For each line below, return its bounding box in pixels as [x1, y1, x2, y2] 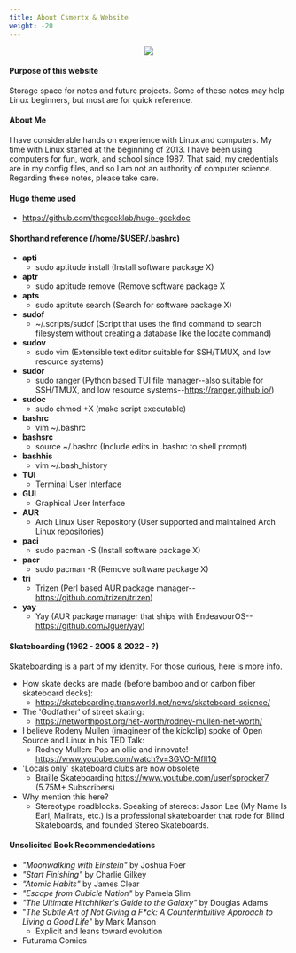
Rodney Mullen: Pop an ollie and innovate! [35, 743, 189, 755]
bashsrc [21, 432, 53, 442]
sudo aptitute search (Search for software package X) [35, 299, 232, 311]
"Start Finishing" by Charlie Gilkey [21, 869, 147, 879]
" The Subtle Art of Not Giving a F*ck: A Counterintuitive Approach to [21, 907, 273, 917]
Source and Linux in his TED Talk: [21, 735, 144, 745]
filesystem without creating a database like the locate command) [35, 328, 272, 338]
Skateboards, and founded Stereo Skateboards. [35, 819, 210, 830]
